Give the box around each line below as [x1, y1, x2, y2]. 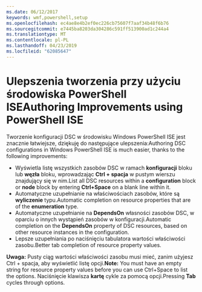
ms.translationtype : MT [6, 32, 67, 38]
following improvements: [6, 152, 68, 159]
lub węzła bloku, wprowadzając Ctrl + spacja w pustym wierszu [15, 170, 175, 178]
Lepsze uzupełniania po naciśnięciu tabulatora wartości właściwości [15, 234, 186, 242]
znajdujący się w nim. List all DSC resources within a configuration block [15, 177, 197, 184]
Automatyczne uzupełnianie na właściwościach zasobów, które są [15, 190, 180, 197]
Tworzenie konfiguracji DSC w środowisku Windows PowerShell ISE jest [6, 133, 186, 140]
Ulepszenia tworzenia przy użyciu [6, 74, 181, 88]
